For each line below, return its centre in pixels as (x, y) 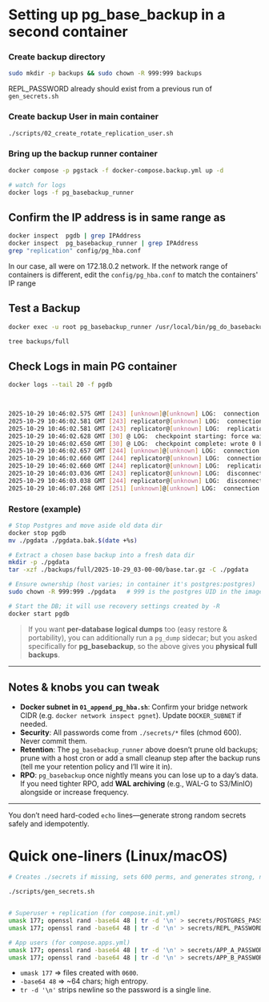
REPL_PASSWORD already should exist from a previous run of (110, 89)
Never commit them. (54, 740)
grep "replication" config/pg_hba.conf (75, 251)
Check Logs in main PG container (93, 366)
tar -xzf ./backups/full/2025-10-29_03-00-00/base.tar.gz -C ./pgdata (128, 570)
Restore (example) (45, 509)
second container (68, 32)
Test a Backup (44, 308)
